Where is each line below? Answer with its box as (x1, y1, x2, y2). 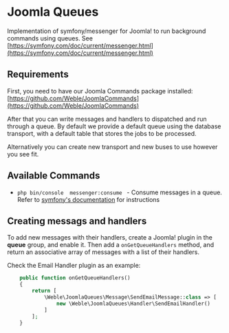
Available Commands (7, 170, 100, 182)
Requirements (7, 69, 69, 80)
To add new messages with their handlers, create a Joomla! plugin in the (7, 233, 213, 242)
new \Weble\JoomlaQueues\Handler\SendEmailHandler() (56, 300, 211, 307)
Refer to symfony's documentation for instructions (17, 195, 160, 203)
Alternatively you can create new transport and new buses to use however (7, 142, 218, 151)
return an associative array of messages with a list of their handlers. (7, 248, 200, 256)
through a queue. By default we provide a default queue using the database (7, 122, 221, 130)
